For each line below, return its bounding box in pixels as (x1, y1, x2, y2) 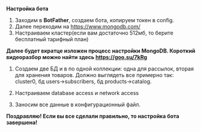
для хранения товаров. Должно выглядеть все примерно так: (14, 72, 174, 78)
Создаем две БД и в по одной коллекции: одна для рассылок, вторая (14, 65, 194, 72)
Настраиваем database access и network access (14, 90, 139, 96)
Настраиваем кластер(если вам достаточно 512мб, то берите (14, 29, 174, 36)
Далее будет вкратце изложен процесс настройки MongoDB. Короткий (6, 47, 196, 54)
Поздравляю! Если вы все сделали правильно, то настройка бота (6, 113, 179, 119)
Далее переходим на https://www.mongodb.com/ (14, 23, 141, 30)
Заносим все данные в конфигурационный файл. (14, 101, 141, 108)
